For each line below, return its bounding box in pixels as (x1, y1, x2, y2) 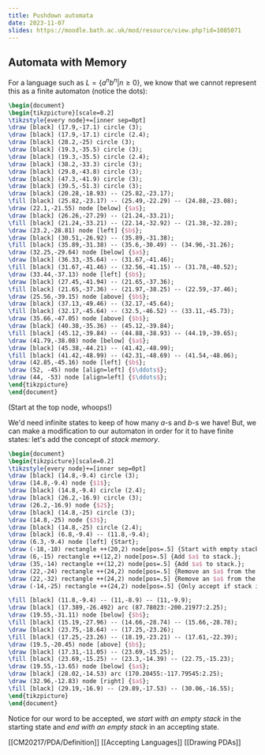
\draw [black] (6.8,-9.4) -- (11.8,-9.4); (8, 530, 150, 538)
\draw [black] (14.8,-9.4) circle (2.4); (8, 487, 147, 495)
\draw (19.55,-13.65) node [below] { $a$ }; (8, 663, 150, 670)
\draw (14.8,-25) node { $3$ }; (8, 515, 108, 524)
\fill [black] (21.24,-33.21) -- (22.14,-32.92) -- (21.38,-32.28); (8, 219, 238, 227)
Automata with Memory (8, 55, 128, 69)
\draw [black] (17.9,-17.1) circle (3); (8, 123, 144, 131)
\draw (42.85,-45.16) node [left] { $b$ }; (8, 359, 147, 367)
